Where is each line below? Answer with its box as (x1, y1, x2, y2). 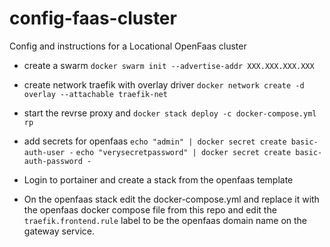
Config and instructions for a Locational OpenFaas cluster (9, 40, 247, 52)
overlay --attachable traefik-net (23, 89, 168, 99)
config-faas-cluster (9, 7, 177, 30)
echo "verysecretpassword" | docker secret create (75, 147, 292, 157)
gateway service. (23, 225, 96, 237)
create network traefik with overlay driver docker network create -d (23, 78, 305, 91)
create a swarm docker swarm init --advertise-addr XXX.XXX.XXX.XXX (23, 59, 315, 71)
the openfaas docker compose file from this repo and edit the (23, 203, 277, 216)
